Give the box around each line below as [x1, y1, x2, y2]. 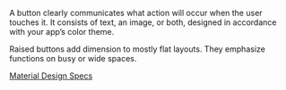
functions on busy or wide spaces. [9, 53, 137, 63]
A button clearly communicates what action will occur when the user [9, 8, 263, 18]
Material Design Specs [9, 70, 93, 81]
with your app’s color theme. [9, 27, 115, 37]
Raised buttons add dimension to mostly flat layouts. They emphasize [9, 44, 266, 54]
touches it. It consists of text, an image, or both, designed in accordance [9, 17, 277, 28]
